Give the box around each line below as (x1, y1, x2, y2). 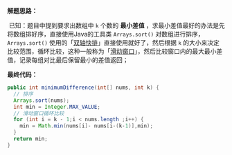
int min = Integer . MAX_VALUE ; (13, 103, 100, 110)
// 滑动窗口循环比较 (13, 110, 64, 116)
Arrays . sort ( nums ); (13, 96, 70, 104)
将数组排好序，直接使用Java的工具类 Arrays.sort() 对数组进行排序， (7, 30, 204, 38)
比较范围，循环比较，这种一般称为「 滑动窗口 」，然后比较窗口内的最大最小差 (7, 48, 223, 55)
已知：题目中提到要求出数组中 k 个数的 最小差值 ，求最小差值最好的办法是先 (8, 21, 225, 30)
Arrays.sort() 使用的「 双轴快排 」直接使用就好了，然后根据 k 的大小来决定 (7, 39, 220, 47)
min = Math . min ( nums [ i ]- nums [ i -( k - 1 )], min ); (19, 123, 154, 130)
